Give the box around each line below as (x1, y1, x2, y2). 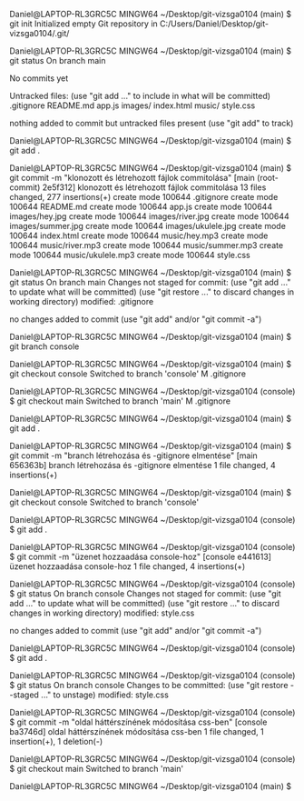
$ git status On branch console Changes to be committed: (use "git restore (9, 680, 289, 690)
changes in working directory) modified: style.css (9, 607, 195, 618)
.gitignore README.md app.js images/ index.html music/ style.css (9, 100, 256, 111)
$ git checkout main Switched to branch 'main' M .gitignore (9, 395, 231, 406)
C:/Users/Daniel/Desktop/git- (159, 18, 270, 29)
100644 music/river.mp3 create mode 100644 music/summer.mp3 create (9, 240, 284, 250)
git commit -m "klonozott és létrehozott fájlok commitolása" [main (9, 173, 256, 183)
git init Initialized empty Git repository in (9, 18, 159, 29)
